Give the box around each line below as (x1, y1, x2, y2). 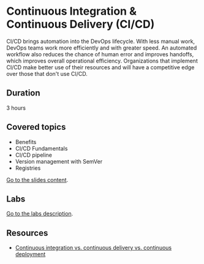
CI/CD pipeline (15, 151, 53, 159)
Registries (15, 164, 41, 172)
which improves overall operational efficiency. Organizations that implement (6, 57, 198, 64)
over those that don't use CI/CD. (6, 70, 88, 77)
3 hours (6, 104, 26, 111)
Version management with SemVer (15, 157, 103, 165)
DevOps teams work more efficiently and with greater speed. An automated (6, 44, 197, 51)
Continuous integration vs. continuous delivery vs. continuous (15, 244, 172, 252)
